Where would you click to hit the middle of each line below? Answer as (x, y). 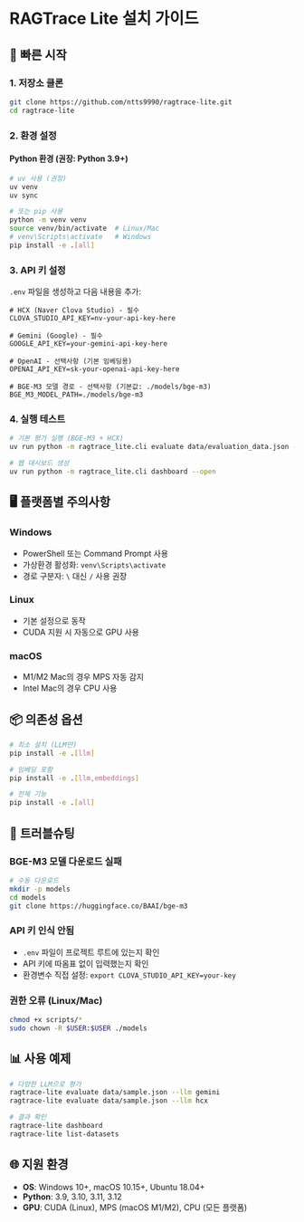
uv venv (24, 186)
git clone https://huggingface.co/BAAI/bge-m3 (99, 906)
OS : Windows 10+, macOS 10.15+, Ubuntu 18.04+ (114, 1187)
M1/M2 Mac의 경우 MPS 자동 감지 (83, 677)
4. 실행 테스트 (38, 419)
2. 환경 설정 (33, 135)
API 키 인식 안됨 (42, 931)
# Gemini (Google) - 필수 (57, 336)
